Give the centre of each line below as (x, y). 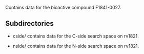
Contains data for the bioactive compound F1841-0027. (63, 7)
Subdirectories (29, 23)
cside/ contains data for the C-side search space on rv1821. (76, 36)
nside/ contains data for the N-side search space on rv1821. (76, 46)
